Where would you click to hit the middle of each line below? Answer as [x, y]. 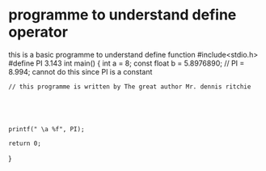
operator [38, 32]
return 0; [25, 143]
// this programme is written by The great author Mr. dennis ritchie [130, 87]
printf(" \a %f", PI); [46, 129]
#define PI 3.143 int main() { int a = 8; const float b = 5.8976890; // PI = [127, 63]
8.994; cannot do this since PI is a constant [80, 71]
